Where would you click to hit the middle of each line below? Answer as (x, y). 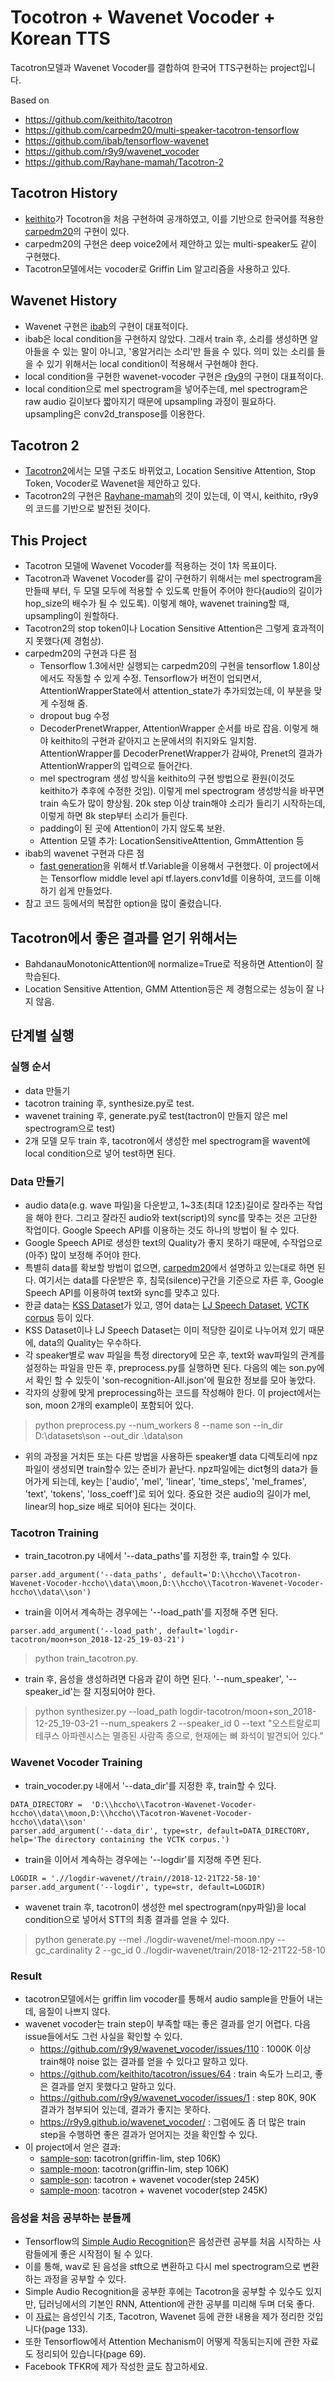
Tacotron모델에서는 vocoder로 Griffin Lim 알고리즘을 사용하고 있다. (157, 268)
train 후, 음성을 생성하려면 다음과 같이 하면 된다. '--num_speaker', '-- (160, 1679)
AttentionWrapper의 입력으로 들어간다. (116, 766)
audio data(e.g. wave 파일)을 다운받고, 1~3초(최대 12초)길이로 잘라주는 (164, 1205)
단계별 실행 (42, 1036)
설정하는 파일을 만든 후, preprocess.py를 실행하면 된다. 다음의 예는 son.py (170, 1367)
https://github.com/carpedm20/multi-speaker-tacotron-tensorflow (162, 130)
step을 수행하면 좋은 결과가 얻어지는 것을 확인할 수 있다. (148, 2134)
